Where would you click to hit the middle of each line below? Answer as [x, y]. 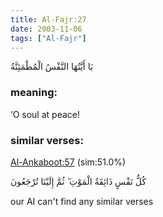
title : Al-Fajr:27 [48, 19]
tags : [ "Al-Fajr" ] [48, 38]
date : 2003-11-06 [46, 29]
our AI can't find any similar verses [82, 201]
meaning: [34, 93]
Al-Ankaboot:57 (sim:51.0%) [68, 162]
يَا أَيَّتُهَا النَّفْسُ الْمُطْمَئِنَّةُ [51, 67]
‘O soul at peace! [45, 114]
